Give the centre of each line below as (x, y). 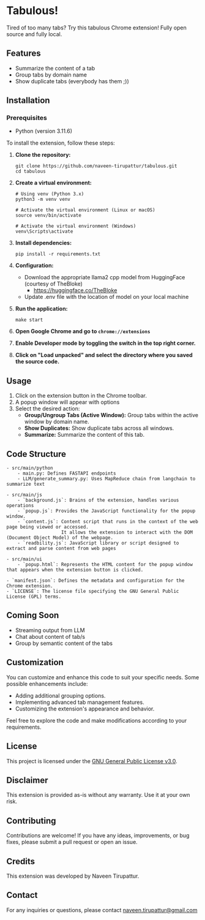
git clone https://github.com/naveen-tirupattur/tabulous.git (96, 166)
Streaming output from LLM (50, 630)
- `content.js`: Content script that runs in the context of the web (108, 522)
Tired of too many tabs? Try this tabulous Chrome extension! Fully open (96, 28)
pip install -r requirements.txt (58, 254)
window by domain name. (57, 422)
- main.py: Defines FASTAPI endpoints (67, 473)
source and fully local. (34, 34)
